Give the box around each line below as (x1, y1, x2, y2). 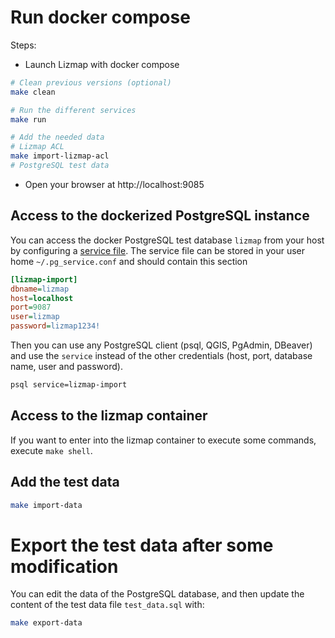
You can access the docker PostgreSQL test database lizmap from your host (10, 234, 325, 246)
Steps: (10, 39, 37, 51)
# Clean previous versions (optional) (10, 77, 172, 88)
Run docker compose (10, 6, 191, 29)
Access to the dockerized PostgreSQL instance (10, 207, 310, 225)
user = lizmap (10, 312, 60, 322)
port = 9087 (10, 302, 52, 313)
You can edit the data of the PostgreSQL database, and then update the (10, 588, 305, 600)
